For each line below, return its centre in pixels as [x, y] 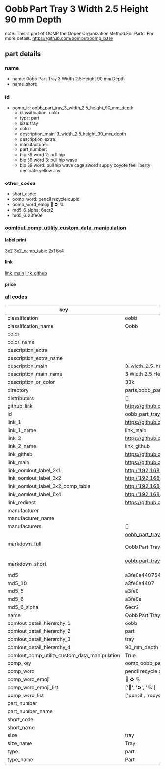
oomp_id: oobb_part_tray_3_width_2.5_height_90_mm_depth [73, 108]
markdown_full [25, 544]
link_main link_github [26, 273]
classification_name [30, 326]
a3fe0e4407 [140, 583]
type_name [20, 760]
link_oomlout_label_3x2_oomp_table [49, 486]
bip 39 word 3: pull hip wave [48, 160]
